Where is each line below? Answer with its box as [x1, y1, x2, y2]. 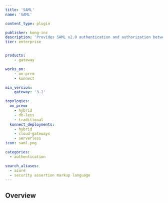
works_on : [5, 66, 26, 72]
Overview [5, 191, 36, 199]
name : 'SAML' [5, 12, 32, 17]
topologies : [5, 99, 30, 104]
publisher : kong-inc [5, 30, 48, 35]
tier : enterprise [5, 40, 41, 45]
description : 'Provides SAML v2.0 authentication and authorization [5, 35, 151, 40]
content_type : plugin [5, 21, 50, 26]
